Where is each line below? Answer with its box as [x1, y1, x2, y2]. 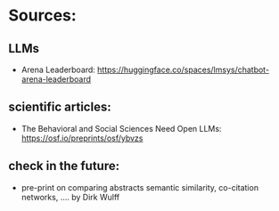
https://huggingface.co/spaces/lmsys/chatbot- [96, 64, 269, 75]
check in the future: [8, 158, 120, 174]
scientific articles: [8, 100, 112, 115]
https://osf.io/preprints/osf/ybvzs [21, 133, 144, 143]
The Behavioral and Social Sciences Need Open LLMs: [21, 123, 222, 134]
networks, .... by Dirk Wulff [21, 191, 120, 202]
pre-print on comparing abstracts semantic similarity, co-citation [21, 182, 259, 192]
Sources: [8, 5, 77, 26]
